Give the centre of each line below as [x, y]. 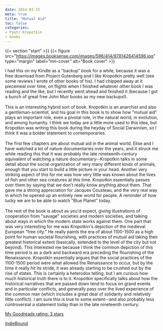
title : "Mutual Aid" [26, 19]
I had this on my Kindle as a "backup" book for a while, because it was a [77, 70]
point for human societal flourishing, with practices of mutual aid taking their [81, 237]
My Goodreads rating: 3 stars [35, 314]
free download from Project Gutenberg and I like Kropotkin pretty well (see [80, 76]
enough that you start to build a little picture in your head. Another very [76, 169]
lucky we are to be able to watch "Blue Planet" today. [58, 200]
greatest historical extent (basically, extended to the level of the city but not [81, 242]
